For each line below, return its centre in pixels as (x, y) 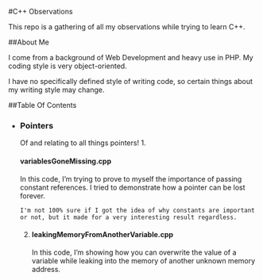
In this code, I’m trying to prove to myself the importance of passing (131, 178)
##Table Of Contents (43, 105)
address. (46, 269)
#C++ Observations (41, 12)
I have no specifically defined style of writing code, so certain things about (130, 81)
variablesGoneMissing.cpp (66, 161)
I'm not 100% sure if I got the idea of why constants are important (137, 210)
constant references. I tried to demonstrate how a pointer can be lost (132, 187)
